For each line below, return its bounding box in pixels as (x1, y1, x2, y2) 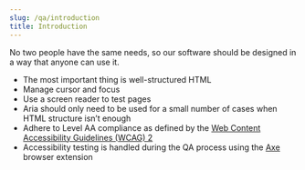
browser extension (22, 151, 93, 162)
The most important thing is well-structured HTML (22, 74, 212, 85)
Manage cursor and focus (22, 84, 121, 95)
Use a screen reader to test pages (22, 93, 152, 105)
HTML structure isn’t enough (22, 113, 131, 124)
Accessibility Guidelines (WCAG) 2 (22, 132, 153, 143)
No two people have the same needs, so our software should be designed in (9, 46, 297, 57)
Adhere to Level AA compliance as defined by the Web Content (22, 122, 261, 133)
